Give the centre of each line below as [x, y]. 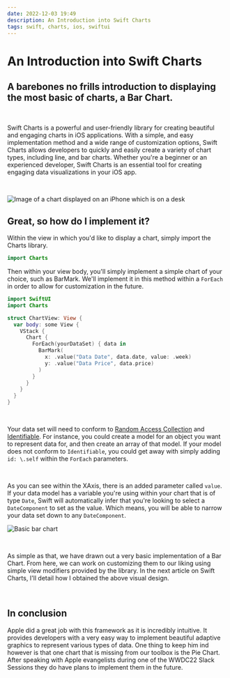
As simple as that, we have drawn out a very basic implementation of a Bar [114, 556]
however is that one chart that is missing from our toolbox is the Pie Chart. [114, 652]
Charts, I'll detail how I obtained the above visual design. [88, 578]
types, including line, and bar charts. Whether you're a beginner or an [107, 157]
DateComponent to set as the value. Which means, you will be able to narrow [115, 508]
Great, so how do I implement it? [78, 221]
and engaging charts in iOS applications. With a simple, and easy [100, 135]
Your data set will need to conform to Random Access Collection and [106, 429]
